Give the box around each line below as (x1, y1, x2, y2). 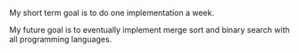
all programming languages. (9, 34, 112, 44)
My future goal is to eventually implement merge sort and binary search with (9, 25, 290, 34)
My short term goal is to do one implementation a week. (9, 8, 214, 18)
